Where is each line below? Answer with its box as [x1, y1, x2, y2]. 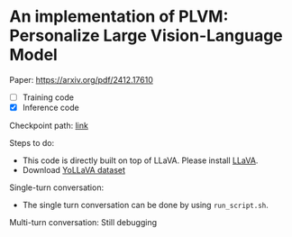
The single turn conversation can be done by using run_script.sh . [22, 200, 269, 211]
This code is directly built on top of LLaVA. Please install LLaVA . [22, 155, 259, 166]
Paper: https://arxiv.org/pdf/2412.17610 [9, 74, 153, 85]
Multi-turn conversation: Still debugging [9, 217, 158, 228]
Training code [22, 92, 75, 103]
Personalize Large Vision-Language [9, 25, 284, 46]
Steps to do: [9, 138, 55, 149]
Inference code [22, 102, 79, 113]
